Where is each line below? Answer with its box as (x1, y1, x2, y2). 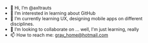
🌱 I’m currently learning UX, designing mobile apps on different (10, 16, 143, 21)
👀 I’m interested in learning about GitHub (10, 10, 96, 16)
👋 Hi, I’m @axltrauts (10, 5, 52, 11)
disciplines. (10, 21, 34, 27)
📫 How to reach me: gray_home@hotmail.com (10, 32, 108, 38)
